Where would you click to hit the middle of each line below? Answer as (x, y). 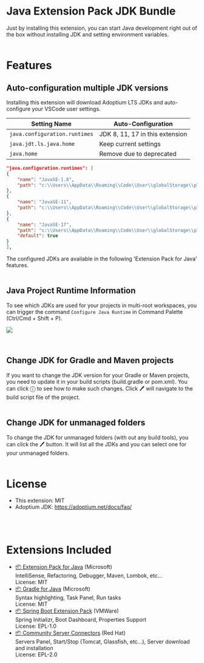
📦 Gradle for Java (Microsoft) (53, 589)
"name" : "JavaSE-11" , (44, 202)
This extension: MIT (40, 501)
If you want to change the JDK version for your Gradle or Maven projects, (98, 375)
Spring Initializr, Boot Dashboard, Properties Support (81, 620)
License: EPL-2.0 (36, 654)
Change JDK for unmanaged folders (76, 423)
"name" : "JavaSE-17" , (44, 225)
